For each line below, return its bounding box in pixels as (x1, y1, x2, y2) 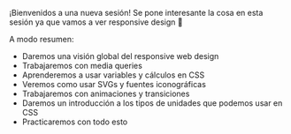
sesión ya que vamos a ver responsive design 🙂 (9, 17, 183, 27)
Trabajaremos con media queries (21, 61, 143, 71)
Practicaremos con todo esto (21, 116, 128, 127)
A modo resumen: (9, 34, 74, 44)
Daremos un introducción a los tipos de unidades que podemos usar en (21, 98, 283, 108)
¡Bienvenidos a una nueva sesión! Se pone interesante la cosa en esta (9, 8, 264, 18)
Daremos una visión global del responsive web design (21, 51, 219, 61)
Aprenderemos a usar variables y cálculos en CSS (21, 70, 205, 80)
